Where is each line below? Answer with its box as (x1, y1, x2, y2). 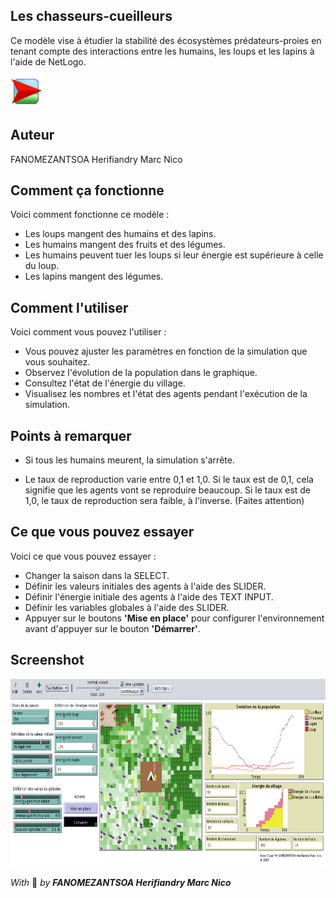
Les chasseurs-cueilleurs (10, 8, 173, 25)
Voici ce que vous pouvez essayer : (10, 550, 157, 562)
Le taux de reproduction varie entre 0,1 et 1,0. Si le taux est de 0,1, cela (24, 474, 314, 486)
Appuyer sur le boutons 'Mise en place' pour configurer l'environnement (24, 612, 325, 624)
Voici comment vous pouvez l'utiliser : (10, 326, 167, 338)
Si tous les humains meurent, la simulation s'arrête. (24, 454, 235, 466)
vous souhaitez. (24, 356, 91, 368)
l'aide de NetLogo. (10, 55, 87, 68)
